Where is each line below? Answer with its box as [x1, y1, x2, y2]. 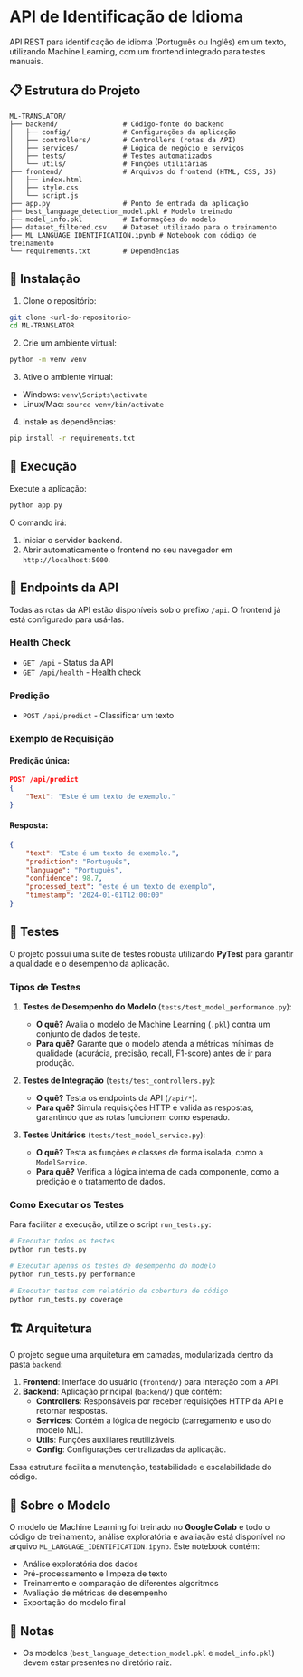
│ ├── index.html [9, 175, 83, 184]
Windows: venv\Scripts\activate [22, 389, 147, 400]
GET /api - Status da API [22, 657, 114, 668]
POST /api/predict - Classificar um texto [22, 710, 175, 721]
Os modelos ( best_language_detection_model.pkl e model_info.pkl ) [22, 1648, 276, 1659]
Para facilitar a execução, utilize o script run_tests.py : [9, 1219, 212, 1230]
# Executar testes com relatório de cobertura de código [9, 1286, 229, 1295]
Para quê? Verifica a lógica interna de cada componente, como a [35, 1166, 279, 1177]
